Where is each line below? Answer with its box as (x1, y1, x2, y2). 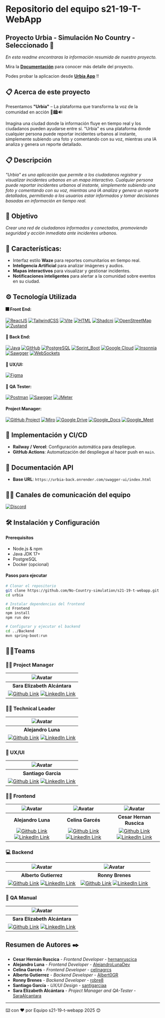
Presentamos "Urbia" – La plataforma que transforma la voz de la (5, 103, 138, 109)
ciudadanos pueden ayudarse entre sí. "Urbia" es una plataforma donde (5, 125, 151, 131)
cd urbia (5, 593, 24, 597)
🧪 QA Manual (5, 894, 37, 901)
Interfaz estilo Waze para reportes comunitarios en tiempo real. (12, 257, 141, 263)
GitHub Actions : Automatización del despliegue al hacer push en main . (12, 449, 156, 455)
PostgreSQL (12, 556, 37, 562)
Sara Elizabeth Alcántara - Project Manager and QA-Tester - (12, 988, 136, 993)
